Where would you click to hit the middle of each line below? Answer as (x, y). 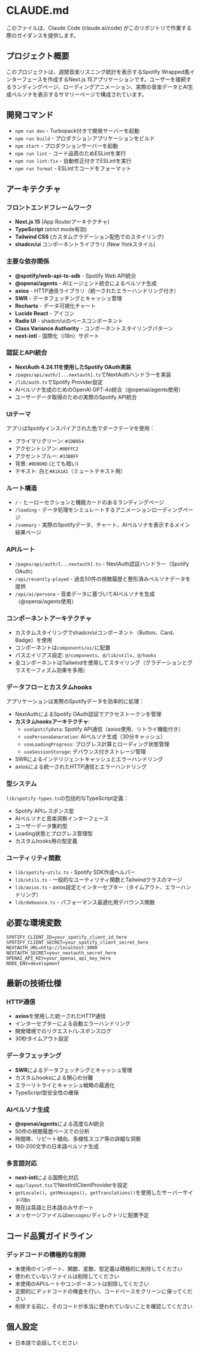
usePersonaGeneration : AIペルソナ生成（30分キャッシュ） (95, 737)
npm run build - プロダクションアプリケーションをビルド (85, 138)
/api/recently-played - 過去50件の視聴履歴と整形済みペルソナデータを (103, 579)
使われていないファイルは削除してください (67, 1276)
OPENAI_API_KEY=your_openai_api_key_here (59, 958)
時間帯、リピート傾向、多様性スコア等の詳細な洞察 (78, 1139)
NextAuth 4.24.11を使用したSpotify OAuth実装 (73, 367)
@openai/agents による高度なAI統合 (60, 1124)
